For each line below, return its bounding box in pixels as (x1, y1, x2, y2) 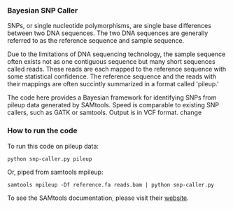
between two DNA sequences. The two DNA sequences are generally (7, 29, 209, 37)
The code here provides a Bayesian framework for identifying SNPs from (7, 93, 217, 102)
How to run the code (7, 126, 78, 135)
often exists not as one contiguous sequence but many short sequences (7, 58, 216, 66)
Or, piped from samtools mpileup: (7, 168, 104, 176)
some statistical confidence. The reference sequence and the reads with (7, 72, 217, 81)
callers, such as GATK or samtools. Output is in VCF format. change (7, 108, 202, 117)
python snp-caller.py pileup (7, 155, 92, 163)
